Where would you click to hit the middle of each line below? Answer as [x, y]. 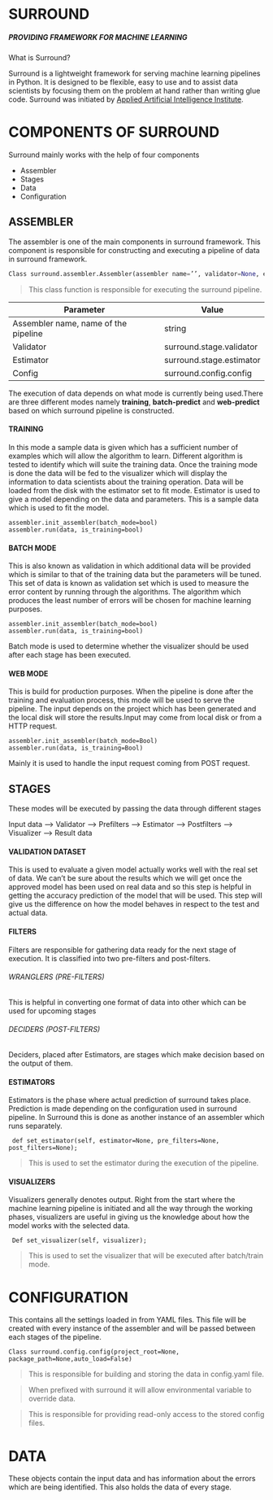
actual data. [28, 913]
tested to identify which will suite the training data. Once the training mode [133, 464]
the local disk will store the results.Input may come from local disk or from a [135, 718]
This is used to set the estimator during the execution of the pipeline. [143, 1163]
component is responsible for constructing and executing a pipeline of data [134, 250]
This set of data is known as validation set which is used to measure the [129, 584]
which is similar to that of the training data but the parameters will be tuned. [135, 575]
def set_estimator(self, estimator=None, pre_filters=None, [116, 1141]
